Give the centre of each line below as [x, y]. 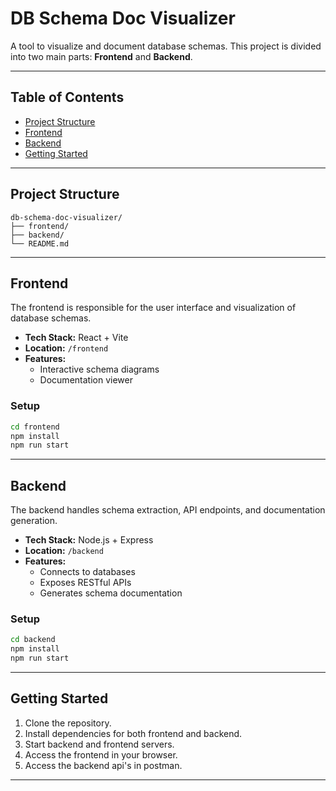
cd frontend [35, 427]
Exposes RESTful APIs [85, 583]
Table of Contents [67, 97]
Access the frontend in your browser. [101, 754]
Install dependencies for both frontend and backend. [133, 733]
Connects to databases [87, 572]
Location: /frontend [66, 348]
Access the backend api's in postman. [103, 765]
